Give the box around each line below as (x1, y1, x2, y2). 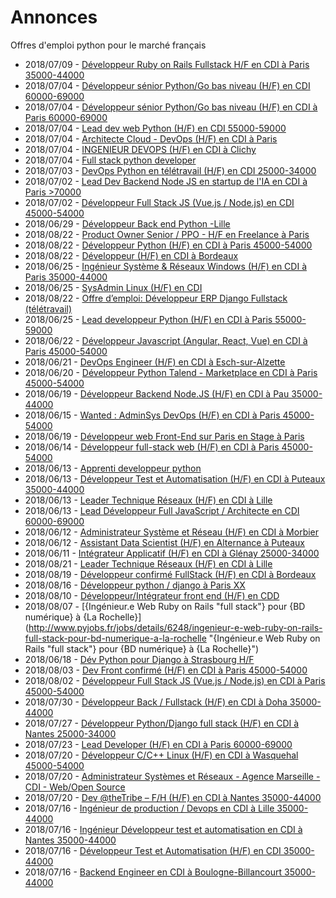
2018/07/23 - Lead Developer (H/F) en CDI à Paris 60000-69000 (24, 738, 293, 750)
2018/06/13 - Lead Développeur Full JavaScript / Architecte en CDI (24, 504, 300, 516)
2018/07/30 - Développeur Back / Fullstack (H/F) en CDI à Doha (24, 696, 288, 708)
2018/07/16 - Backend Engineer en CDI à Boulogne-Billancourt (24, 866, 283, 878)
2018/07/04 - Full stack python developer (24, 154, 197, 166)
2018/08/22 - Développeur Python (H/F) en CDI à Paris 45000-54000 (24, 239, 313, 251)
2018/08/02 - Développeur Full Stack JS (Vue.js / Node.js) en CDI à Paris (24, 674, 326, 686)
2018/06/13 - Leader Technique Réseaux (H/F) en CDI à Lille (24, 494, 273, 506)
